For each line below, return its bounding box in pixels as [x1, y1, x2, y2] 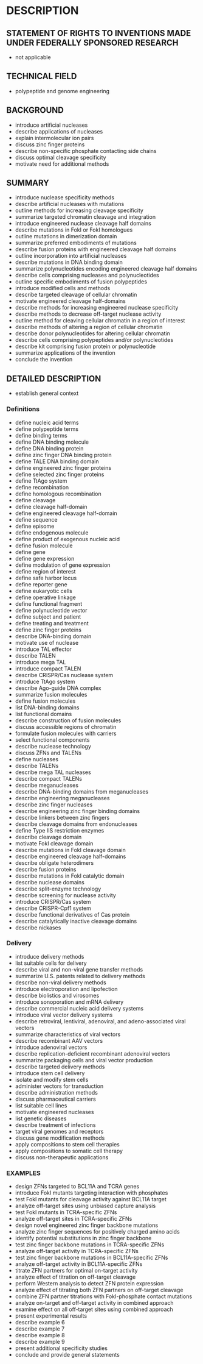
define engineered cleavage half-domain [15, 510, 117, 517]
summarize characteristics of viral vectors [15, 1031, 121, 1038]
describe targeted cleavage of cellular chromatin [15, 291, 137, 299]
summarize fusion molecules [15, 691, 88, 698]
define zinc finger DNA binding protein [15, 451, 112, 458]
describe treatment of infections [15, 1121, 96, 1128]
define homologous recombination [15, 490, 101, 497]
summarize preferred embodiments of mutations [15, 239, 137, 247]
